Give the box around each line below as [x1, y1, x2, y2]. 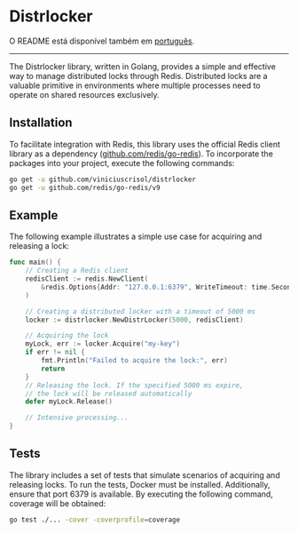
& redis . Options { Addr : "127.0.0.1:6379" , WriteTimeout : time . [41, 282, 272, 291]
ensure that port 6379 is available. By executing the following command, [9, 489, 273, 499]
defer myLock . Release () [25, 397, 114, 406]
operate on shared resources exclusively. [9, 89, 160, 99]
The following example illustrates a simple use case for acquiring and [9, 231, 263, 242]
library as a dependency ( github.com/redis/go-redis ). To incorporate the [9, 148, 273, 159]
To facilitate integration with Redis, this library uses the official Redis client [9, 139, 281, 149]
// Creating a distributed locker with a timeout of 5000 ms [25, 306, 255, 316]
